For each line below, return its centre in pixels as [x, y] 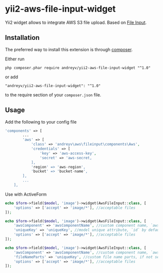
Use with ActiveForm [26, 194]
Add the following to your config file [41, 122]
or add [12, 77]
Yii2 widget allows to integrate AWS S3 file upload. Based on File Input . [76, 22]
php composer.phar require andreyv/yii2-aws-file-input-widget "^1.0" [78, 68]
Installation [22, 38]
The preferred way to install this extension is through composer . [69, 49]
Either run [15, 59]
